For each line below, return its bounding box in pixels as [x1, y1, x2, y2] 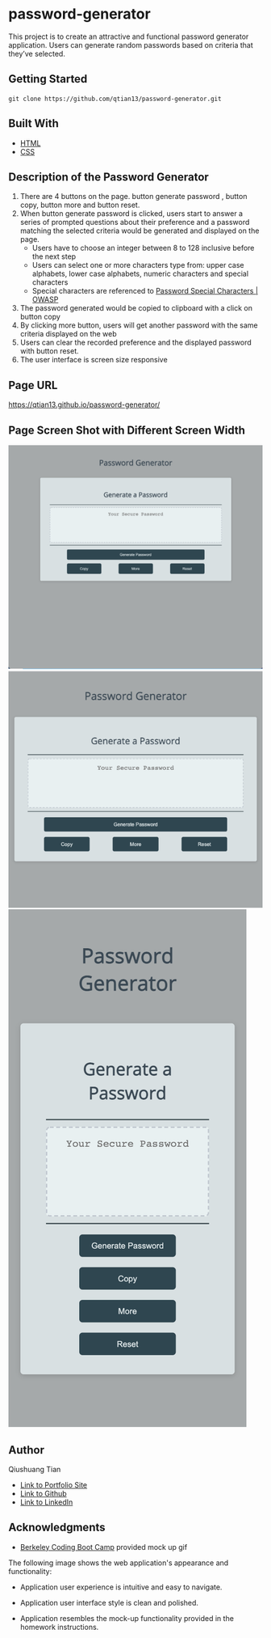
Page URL [8, 378, 58, 392]
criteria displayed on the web [19, 329, 117, 339]
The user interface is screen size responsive [19, 355, 168, 365]
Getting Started [8, 72, 88, 86]
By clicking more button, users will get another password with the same [19, 320, 258, 330]
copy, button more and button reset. [19, 200, 140, 210]
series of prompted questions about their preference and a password [19, 218, 250, 227]
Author [8, 1443, 44, 1457]
